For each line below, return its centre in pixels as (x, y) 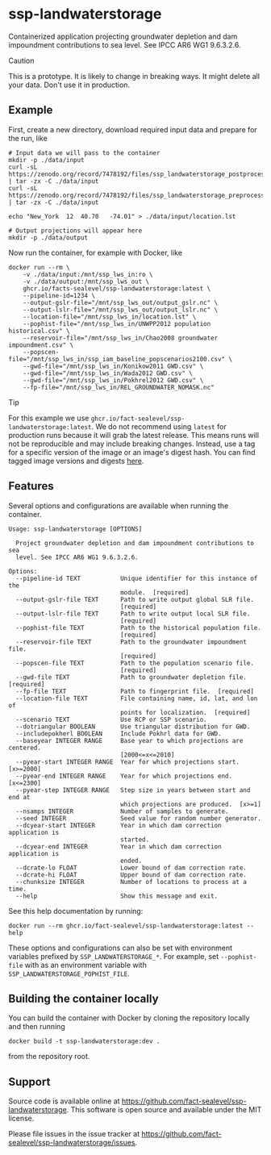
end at (19, 797)
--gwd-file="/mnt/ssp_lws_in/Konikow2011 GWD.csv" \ (113, 366)
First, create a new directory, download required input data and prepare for (133, 129)
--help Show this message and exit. (117, 896)
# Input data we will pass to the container (84, 153)
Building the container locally (83, 998)
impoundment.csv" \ (41, 345)
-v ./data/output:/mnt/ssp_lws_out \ (86, 281)
